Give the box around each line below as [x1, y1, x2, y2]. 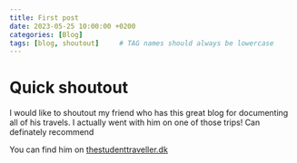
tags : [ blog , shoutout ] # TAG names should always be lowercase [9, 38, 274, 48]
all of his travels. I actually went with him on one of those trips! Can [9, 117, 261, 128]
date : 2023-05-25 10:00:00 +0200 [9, 22, 136, 31]
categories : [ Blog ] [9, 30, 84, 39]
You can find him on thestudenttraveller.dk [9, 144, 168, 155]
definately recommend [9, 127, 94, 138]
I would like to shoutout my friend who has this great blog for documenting [9, 108, 289, 119]
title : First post [9, 13, 79, 23]
